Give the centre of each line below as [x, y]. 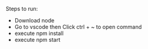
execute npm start [37, 40]
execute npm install [39, 33]
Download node [34, 20]
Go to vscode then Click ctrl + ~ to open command [78, 27]
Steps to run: [22, 9]
